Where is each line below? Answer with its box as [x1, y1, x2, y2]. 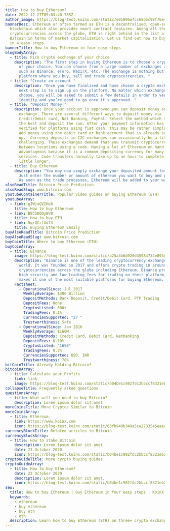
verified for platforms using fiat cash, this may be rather [18, 126, 151, 131]
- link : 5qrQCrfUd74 [10, 220, 53, 225]
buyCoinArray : [5, 244, 35, 249]
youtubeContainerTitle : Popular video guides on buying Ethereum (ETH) [5, 192, 159, 197]
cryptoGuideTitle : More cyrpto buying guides [5, 457, 103, 462]
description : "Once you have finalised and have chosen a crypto [14, 83, 155, 88]
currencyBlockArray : [5, 433, 49, 438]
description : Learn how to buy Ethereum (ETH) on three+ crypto [10, 518, 148, 523]
